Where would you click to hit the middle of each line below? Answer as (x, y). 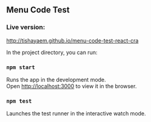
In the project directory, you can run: (52, 52)
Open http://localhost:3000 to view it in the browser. (72, 86)
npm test (19, 101)
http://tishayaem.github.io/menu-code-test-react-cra (72, 40)
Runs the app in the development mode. (56, 80)
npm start (21, 67)
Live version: (26, 27)
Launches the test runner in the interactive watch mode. (76, 114)
